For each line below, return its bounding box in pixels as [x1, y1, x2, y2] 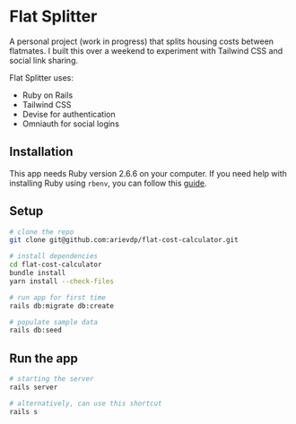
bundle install [9, 269, 66, 278]
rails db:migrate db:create [9, 301, 115, 310]
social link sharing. [9, 55, 79, 65]
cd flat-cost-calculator [9, 260, 102, 270]
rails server [9, 383, 58, 392]
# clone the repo [9, 227, 74, 237]
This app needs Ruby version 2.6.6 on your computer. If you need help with [9, 168, 287, 178]
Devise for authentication [22, 108, 116, 119]
